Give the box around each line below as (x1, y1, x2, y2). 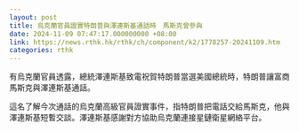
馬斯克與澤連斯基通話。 (9, 82, 95, 93)
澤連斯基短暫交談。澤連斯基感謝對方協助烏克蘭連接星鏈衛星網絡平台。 (9, 112, 267, 123)
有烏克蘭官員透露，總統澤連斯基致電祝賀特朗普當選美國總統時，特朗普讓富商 (9, 72, 290, 82)
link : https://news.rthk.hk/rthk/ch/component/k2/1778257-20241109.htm (9, 37, 280, 47)
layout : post (9, 12, 58, 22)
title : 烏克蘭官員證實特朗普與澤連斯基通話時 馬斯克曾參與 (9, 21, 203, 30)
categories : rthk (9, 46, 74, 55)
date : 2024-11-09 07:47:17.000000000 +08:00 (9, 29, 177, 38)
